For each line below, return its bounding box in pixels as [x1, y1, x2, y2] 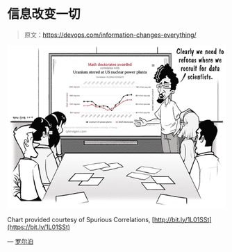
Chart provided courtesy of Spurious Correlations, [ [7, 215, 155, 224]
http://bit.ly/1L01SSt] [154, 215, 212, 224]
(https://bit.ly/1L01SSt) [7, 223, 71, 231]
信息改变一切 [7, 6, 81, 22]
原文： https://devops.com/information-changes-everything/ [24, 31, 197, 39]
